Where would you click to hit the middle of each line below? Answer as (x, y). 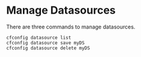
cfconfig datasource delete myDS (48, 48)
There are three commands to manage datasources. (71, 27)
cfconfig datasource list (39, 37)
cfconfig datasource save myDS (45, 43)
